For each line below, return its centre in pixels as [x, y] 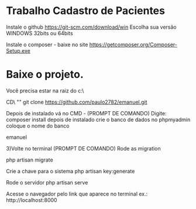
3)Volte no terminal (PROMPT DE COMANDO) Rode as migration [83, 148]
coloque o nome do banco [38, 126]
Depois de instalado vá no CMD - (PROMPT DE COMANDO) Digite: [86, 113]
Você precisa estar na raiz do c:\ [45, 90]
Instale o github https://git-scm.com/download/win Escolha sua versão [91, 27]
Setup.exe [18, 50]
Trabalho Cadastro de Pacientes [86, 11]
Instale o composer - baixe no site [47, 44]
